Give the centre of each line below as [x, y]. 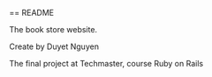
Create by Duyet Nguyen [54, 46]
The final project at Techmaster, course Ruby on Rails [106, 63]
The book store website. [53, 29]
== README [32, 13]
